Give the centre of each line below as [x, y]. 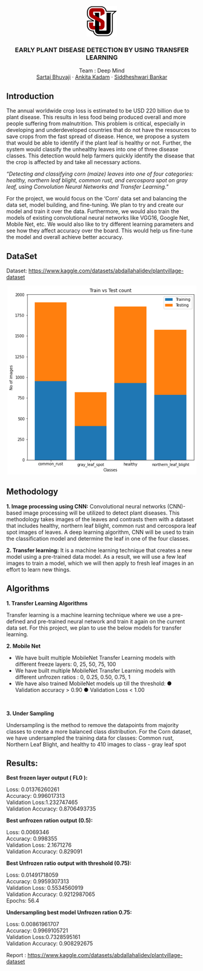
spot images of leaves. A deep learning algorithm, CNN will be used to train [100, 532]
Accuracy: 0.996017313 [36, 796]
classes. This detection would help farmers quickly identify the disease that [101, 156]
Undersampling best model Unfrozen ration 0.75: [69, 912]
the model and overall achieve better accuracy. [65, 237]
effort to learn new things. [39, 569]
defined [16, 621]
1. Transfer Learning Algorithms [47, 603]
